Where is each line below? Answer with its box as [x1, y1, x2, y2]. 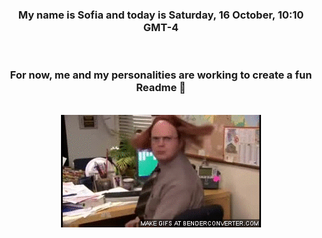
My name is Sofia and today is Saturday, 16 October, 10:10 [17, 8, 305, 22]
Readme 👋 [136, 81, 186, 95]
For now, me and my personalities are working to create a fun [9, 68, 313, 82]
